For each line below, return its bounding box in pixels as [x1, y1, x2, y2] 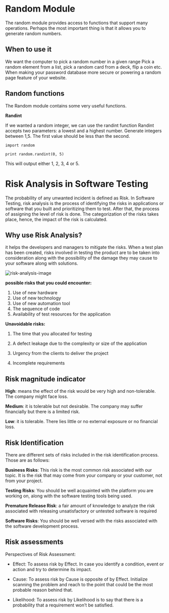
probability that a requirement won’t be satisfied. [12, 602, 114, 608]
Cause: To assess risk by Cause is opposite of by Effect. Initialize [12, 576, 148, 582]
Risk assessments [5, 538, 64, 546]
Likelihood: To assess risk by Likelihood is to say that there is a [12, 596, 143, 602]
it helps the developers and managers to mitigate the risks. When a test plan [5, 244, 163, 250]
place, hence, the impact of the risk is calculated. [5, 216, 107, 222]
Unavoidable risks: [5, 321, 45, 327]
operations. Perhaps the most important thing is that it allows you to [5, 25, 146, 31]
